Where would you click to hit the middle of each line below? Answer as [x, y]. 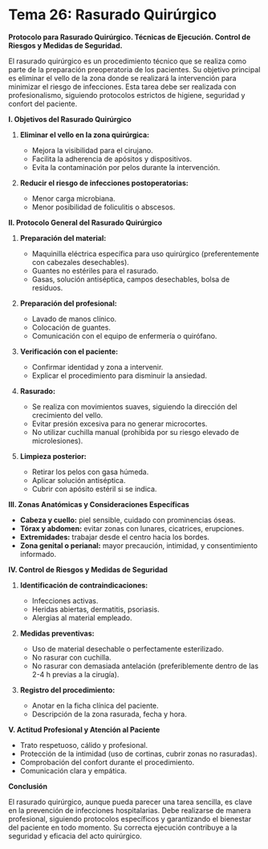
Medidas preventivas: [57, 633]
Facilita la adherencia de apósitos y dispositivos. [112, 159]
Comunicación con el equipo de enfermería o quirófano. [124, 335]
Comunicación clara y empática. [73, 770]
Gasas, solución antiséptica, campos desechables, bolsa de [131, 279]
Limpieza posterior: [53, 456]
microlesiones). [57, 441]
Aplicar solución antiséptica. [79, 480]
